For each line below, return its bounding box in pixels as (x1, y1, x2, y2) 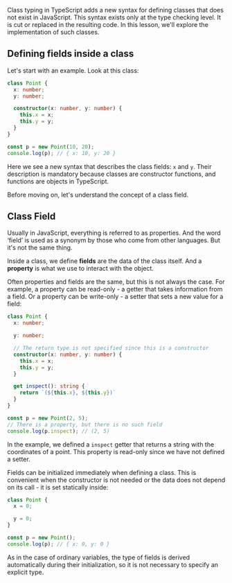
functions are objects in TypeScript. (7, 177, 109, 186)
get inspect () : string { (13, 383, 85, 390)
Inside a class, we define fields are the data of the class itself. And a (7, 257, 202, 265)
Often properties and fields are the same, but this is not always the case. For (7, 278, 225, 286)
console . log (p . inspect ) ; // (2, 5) (7, 427, 110, 435)
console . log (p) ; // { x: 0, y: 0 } (7, 540, 110, 548)
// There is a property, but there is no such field (7, 421, 163, 428)
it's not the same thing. (7, 244, 73, 252)
